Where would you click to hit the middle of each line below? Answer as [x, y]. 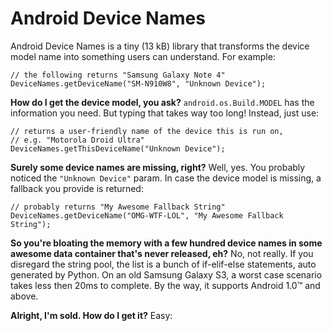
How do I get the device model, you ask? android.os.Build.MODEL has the [162, 102]
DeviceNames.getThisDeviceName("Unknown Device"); [118, 148]
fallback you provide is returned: [77, 188]
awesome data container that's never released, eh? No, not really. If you [162, 253]
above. [24, 296]
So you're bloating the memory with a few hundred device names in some [166, 243]
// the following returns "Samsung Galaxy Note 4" [118, 75]
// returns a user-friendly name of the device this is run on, [147, 131]
